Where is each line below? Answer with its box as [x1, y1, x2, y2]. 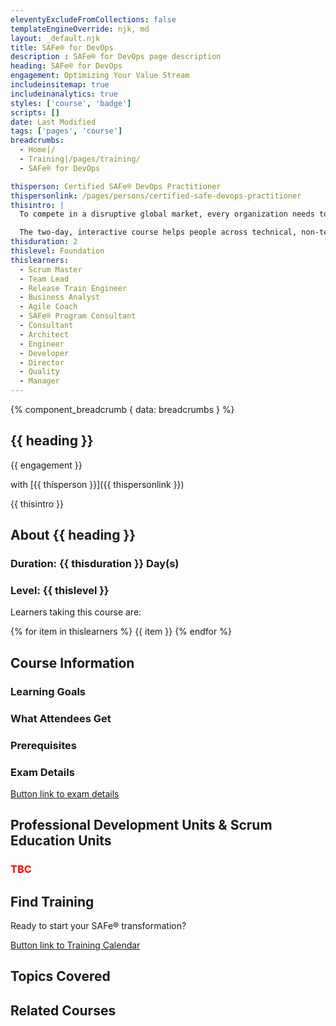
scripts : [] [10, 107, 60, 118]
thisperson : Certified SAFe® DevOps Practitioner [10, 181, 222, 191]
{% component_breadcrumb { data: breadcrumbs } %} [10, 404, 235, 415]
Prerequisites [10, 738, 77, 752]
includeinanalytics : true [10, 89, 118, 99]
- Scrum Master [19, 264, 83, 275]
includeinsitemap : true [10, 80, 110, 90]
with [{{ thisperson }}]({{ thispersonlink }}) [10, 478, 185, 490]
